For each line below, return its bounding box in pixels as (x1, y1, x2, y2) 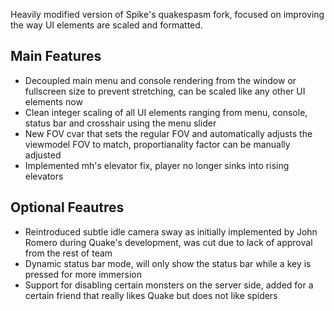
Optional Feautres (10, 199, 125, 216)
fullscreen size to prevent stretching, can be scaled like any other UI (24, 85, 306, 97)
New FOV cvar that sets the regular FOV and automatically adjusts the (24, 127, 313, 139)
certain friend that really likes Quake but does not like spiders (24, 289, 278, 301)
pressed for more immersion (24, 268, 142, 280)
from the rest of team (24, 247, 113, 259)
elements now (24, 95, 83, 108)
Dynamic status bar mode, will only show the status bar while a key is (24, 257, 312, 269)
